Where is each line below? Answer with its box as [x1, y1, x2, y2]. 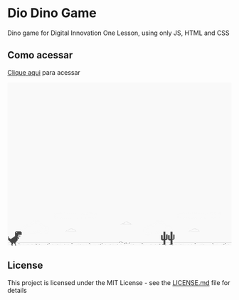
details [7, 286, 27, 294]
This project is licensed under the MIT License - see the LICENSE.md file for [7, 278, 230, 286]
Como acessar [7, 49, 73, 61]
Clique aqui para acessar [7, 68, 80, 76]
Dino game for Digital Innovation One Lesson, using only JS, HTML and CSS [7, 29, 230, 37]
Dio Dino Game [7, 5, 97, 21]
